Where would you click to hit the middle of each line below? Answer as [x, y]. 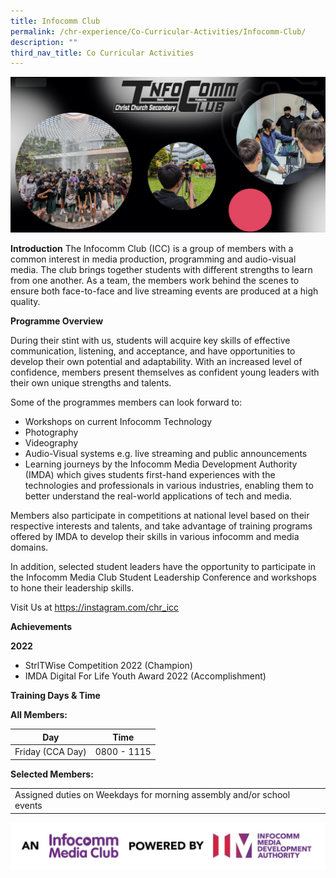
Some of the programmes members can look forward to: [126, 402]
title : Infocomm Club [55, 21]
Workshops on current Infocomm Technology [118, 422]
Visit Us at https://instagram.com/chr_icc [95, 607]
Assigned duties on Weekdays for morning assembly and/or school [152, 795]
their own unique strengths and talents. [91, 383]
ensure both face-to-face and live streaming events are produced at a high [164, 291]
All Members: [39, 715]
